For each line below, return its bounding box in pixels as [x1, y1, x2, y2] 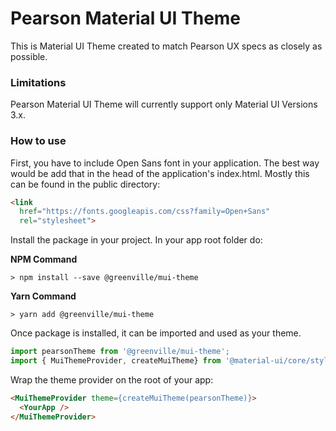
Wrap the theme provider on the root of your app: [10, 373, 214, 386]
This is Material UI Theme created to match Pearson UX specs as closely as [10, 40, 323, 52]
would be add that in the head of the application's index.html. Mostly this [10, 167, 310, 179]
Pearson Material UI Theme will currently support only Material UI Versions [10, 98, 318, 111]
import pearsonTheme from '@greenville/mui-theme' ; [10, 347, 230, 357]
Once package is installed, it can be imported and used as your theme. [10, 327, 302, 339]
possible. [10, 50, 48, 62]
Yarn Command [10, 290, 77, 302]
